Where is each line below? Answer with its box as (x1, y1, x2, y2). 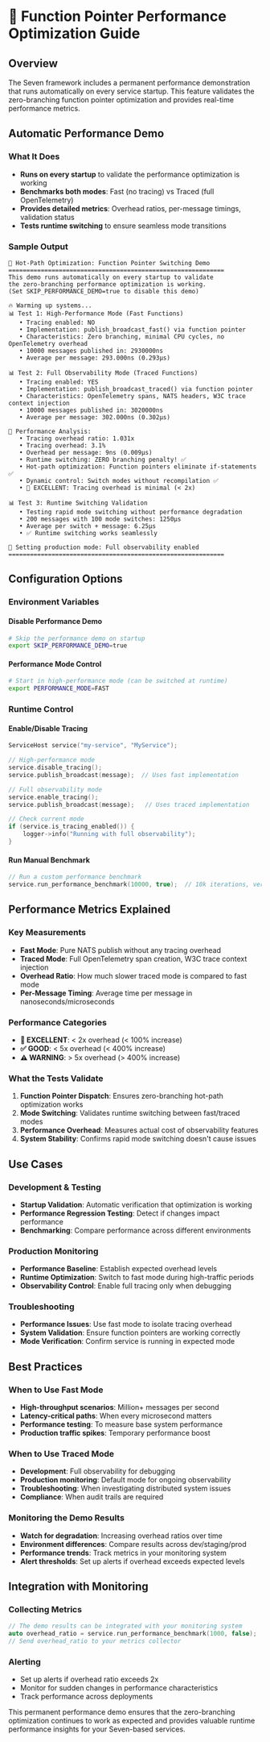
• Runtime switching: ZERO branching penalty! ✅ (18, 455, 186, 464)
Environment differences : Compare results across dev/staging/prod (19, 1539, 247, 1549)
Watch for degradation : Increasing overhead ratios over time (19, 1531, 223, 1540)
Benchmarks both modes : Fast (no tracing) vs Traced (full (19, 186, 215, 196)
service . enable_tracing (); (8, 793, 99, 801)
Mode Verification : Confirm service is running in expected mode (19, 1337, 235, 1346)
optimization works (19, 1100, 84, 1109)
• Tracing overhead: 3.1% (18, 441, 106, 450)
